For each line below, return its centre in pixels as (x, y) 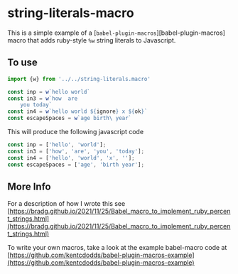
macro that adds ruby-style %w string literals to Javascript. (92, 40)
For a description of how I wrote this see (66, 204)
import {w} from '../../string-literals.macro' (79, 79)
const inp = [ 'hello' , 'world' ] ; (57, 145)
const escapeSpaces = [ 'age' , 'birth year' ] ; (76, 165)
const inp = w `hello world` (49, 92)
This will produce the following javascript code (76, 132)
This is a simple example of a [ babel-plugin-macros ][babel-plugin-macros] (117, 33)
